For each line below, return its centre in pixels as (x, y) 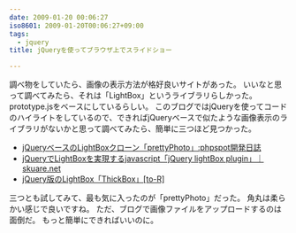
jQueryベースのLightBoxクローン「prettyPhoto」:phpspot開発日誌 (141, 148)
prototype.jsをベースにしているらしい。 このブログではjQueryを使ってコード (148, 106)
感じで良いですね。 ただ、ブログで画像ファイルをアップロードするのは (153, 209)
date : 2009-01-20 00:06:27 (59, 17)
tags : (19, 34)
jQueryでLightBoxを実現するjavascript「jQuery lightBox (123, 159)
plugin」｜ (245, 159)
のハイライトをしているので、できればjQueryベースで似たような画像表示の (144, 118)
